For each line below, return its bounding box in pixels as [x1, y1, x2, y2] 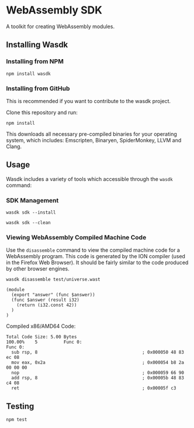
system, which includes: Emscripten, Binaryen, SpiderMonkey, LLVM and [6, 136, 182, 143]
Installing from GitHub [6, 84, 70, 93]
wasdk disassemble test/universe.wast [6, 276, 101, 283]
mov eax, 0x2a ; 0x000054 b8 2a [11, 359, 184, 366]
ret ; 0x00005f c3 [11, 385, 176, 391]
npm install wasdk [6, 71, 51, 77]
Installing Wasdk [6, 40, 68, 50]
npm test [6, 417, 27, 423]
